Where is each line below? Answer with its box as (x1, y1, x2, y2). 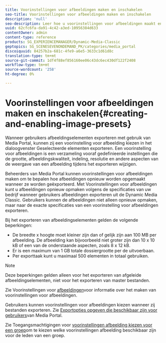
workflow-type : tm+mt (5, 62, 50, 67)
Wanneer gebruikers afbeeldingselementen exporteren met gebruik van (5, 135, 151, 141)
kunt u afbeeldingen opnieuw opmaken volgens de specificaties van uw (5, 186, 152, 192)
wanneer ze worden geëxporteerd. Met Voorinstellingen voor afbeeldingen (5, 181, 157, 187)
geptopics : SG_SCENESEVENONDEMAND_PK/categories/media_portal (5, 44, 136, 49)
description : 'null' (5, 16, 48, 21)
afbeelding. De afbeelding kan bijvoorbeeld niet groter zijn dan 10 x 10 (12, 237, 155, 243)
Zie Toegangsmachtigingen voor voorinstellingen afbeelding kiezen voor (5, 322, 153, 328)
